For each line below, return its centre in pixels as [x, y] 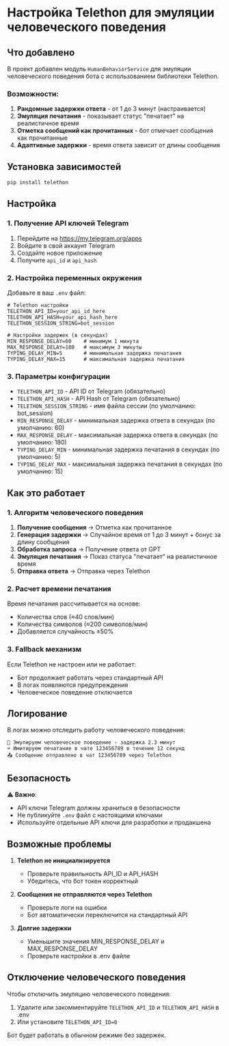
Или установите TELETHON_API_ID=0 [67, 1021]
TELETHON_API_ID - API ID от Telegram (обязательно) [91, 391]
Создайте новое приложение [59, 253]
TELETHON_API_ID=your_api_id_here [56, 311]
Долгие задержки [44, 928]
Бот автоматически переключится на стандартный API [107, 914]
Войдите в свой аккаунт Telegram [66, 245]
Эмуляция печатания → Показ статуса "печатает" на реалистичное [117, 556]
